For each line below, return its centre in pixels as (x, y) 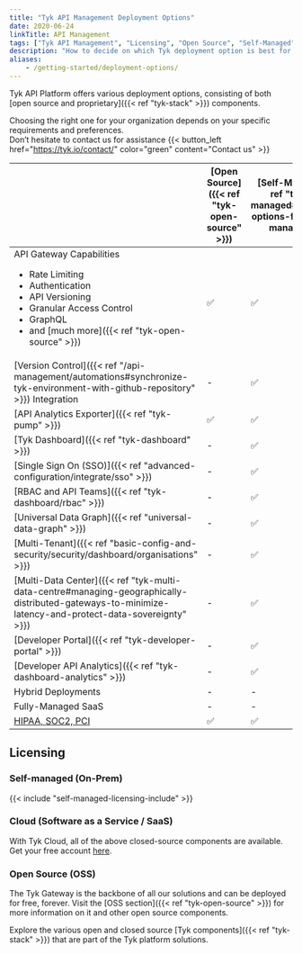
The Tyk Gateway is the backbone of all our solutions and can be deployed (148, 894)
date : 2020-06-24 (42, 26)
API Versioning (60, 296)
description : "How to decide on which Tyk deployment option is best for (151, 51)
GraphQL (48, 319)
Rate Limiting (57, 274)
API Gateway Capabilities (67, 254)
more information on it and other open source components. (119, 913)
